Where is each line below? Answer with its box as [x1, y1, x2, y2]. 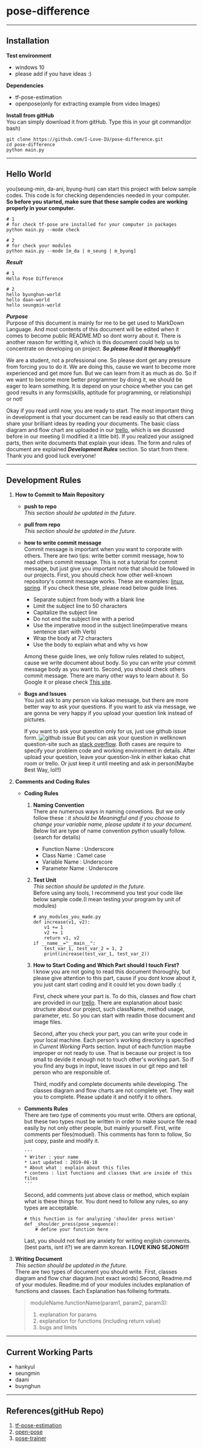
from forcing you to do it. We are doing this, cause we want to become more [6, 363, 196, 370]
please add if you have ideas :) [14, 70, 92, 77]
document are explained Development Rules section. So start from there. [6, 445, 189, 452]
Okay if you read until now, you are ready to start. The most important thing [6, 407, 193, 414]
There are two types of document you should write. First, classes [14, 1268, 178, 1275]
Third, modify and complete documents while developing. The [33, 1080, 188, 1088]
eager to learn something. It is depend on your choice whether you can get [6, 382, 193, 389]
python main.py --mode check [6, 226, 80, 233]
